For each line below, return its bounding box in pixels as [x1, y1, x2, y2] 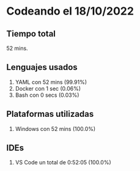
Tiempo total [6, 29, 56, 39]
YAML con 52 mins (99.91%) [15, 78, 87, 86]
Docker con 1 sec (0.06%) [15, 85, 81, 92]
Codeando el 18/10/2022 [6, 4, 134, 18]
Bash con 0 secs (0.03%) [15, 91, 79, 99]
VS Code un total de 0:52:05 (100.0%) [15, 159, 111, 166]
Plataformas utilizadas [6, 109, 94, 119]
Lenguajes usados [6, 62, 78, 72]
